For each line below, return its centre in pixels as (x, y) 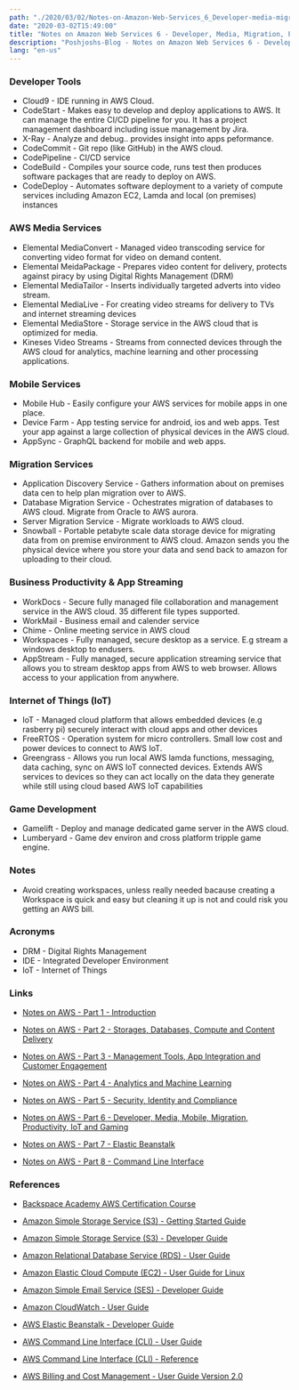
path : (19, 17)
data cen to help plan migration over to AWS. (104, 493)
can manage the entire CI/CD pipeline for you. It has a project (134, 120)
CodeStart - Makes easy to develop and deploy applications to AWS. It (151, 110)
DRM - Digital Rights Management (84, 951)
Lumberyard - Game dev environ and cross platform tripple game (141, 838)
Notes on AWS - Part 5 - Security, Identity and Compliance (129, 1101)
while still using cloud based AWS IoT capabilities (112, 786)
